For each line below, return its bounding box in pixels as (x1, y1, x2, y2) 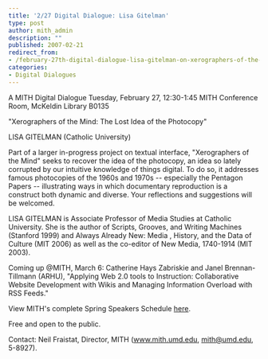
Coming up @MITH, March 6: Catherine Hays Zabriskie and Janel (8, 263, 223, 272)
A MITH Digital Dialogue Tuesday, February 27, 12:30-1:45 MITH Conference (8, 92, 258, 102)
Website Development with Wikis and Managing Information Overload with (8, 279, 253, 289)
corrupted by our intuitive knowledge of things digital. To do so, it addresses (8, 164, 259, 174)
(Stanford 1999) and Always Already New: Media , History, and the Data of (8, 230, 252, 240)
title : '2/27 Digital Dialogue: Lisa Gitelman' (8, 11, 170, 20)
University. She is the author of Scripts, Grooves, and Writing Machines (8, 222, 242, 232)
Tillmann (8, 271, 37, 281)
